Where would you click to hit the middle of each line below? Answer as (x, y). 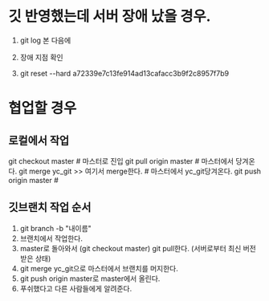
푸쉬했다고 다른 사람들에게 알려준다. (76, 288)
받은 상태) (35, 258)
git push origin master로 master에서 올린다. (90, 279)
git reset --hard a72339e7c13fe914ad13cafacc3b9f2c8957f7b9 (124, 73)
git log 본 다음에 (45, 40)
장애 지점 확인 (41, 57)
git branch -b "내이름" (56, 228)
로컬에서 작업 (39, 140)
